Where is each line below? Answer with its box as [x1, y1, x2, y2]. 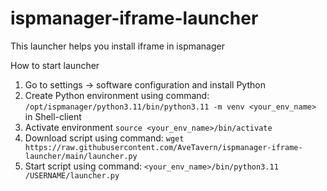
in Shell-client [24, 110, 82, 122]
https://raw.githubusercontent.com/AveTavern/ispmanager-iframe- [24, 142, 303, 152]
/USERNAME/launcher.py [24, 170, 120, 181]
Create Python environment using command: [24, 89, 210, 101]
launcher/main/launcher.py [24, 151, 138, 161]
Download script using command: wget [24, 132, 185, 144]
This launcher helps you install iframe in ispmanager [10, 40, 225, 52]
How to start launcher [10, 59, 100, 71]
